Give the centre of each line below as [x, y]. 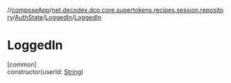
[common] [22, 64]
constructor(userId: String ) [45, 71]
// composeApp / [29, 10]
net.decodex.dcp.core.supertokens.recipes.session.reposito [138, 10]
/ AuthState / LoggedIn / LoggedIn [57, 17]
